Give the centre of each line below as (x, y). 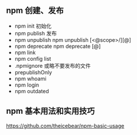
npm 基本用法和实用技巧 (50, 111)
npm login (27, 85)
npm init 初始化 (33, 26)
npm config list (33, 58)
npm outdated (32, 91)
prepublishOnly (33, 72)
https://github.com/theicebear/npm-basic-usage (65, 126)
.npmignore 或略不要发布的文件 (53, 65)
